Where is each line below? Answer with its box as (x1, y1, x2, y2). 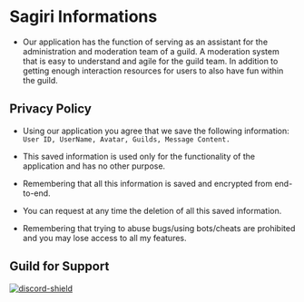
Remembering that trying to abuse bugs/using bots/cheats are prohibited (22, 222, 296, 233)
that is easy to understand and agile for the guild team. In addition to (22, 55, 279, 66)
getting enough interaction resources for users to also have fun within (22, 65, 284, 76)
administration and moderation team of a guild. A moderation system (22, 45, 279, 56)
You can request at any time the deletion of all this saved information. (22, 205, 282, 216)
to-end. (22, 188, 52, 199)
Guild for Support (9, 258, 110, 274)
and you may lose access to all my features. (22, 232, 188, 243)
